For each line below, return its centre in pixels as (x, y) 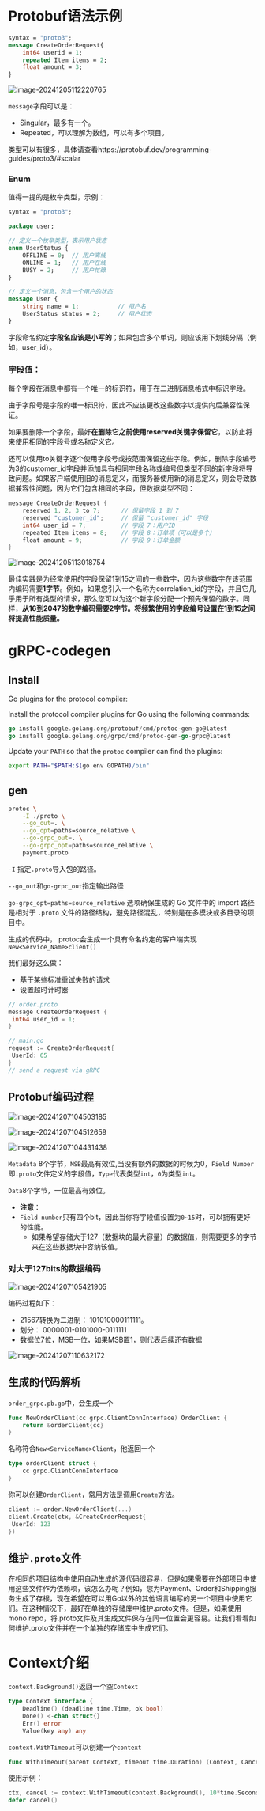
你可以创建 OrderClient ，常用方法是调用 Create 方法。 (93, 1494)
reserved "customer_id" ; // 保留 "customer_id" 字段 (116, 518)
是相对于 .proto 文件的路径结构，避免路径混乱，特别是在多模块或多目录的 (128, 912)
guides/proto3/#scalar (45, 158)
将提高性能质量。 (36, 619)
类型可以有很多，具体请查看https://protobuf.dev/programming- (110, 150)
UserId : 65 (29, 1056)
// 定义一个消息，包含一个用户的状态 (60, 292)
